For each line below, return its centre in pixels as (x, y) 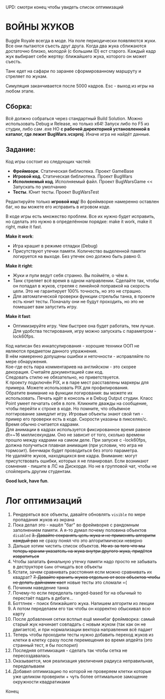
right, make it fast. (24, 226)
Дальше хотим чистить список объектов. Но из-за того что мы (79, 545)
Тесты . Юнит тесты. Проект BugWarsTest (56, 192)
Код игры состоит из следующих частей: (48, 161)
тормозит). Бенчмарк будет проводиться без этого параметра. (72, 450)
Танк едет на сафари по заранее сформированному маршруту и (73, 71)
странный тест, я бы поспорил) (45, 645)
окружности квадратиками (41, 682)
